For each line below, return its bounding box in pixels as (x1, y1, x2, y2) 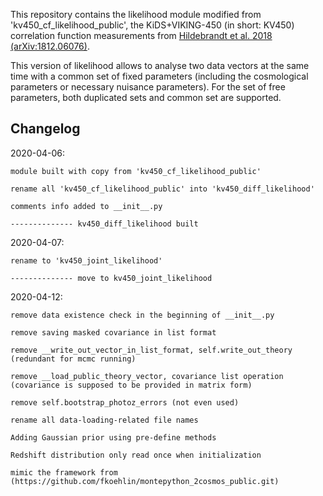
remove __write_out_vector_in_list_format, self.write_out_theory (10, 345, 293, 355)
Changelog (10, 120, 81, 138)
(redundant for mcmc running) (10, 354, 137, 364)
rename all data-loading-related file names (10, 415, 199, 425)
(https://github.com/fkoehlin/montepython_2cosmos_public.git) (10, 476, 280, 486)
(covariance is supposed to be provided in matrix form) (10, 380, 253, 390)
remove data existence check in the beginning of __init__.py (10, 310, 275, 320)
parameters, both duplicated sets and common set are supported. (10, 92, 282, 103)
